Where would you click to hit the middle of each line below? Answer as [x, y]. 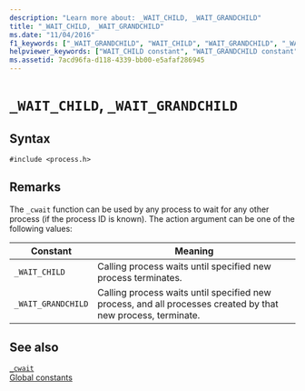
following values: [41, 228]
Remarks [35, 187]
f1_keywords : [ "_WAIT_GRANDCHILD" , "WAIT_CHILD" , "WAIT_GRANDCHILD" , [144, 43]
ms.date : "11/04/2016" [52, 35]
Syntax [30, 139]
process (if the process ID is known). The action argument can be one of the [152, 218]
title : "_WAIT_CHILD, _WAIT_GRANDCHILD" [87, 26]
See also [34, 348]
